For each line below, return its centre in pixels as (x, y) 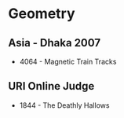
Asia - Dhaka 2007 (54, 43)
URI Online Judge (51, 86)
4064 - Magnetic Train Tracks (68, 61)
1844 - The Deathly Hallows (64, 105)
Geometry (42, 14)
